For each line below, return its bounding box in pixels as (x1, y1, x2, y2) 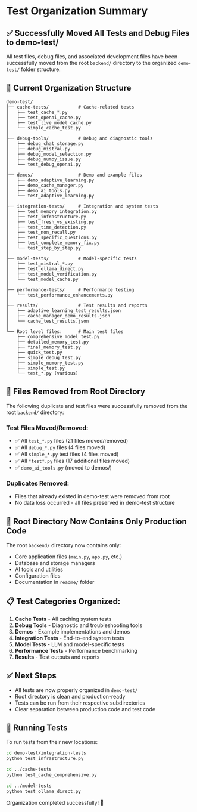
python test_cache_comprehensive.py (6, 772, 97, 778)
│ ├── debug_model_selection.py (6, 151, 92, 157)
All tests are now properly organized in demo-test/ (14, 686, 138, 693)
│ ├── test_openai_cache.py (6, 115, 82, 121)
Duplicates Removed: (6, 479, 70, 487)
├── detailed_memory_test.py (17, 339, 89, 345)
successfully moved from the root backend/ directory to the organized (6, 60, 177, 66)
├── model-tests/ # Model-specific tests (6, 255, 137, 261)
